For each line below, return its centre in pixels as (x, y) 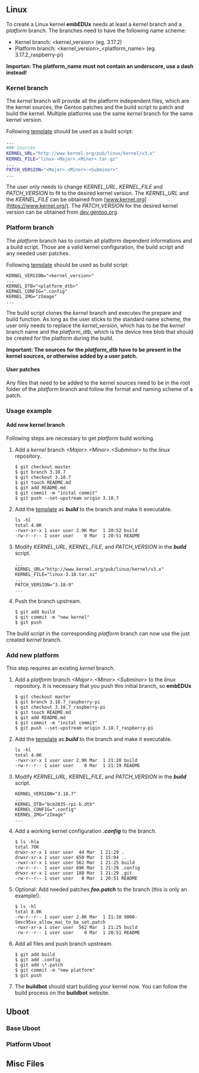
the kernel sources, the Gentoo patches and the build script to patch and (95, 107)
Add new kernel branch (36, 425)
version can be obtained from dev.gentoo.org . (62, 212)
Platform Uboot (29, 1044)
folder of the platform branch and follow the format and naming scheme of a (99, 389)
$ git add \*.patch (39, 965)
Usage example (29, 411)
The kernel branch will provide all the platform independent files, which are (98, 101)
